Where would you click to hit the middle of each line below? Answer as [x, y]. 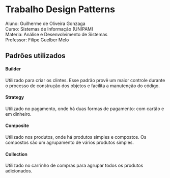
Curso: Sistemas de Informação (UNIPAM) [49, 29]
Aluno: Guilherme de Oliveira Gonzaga [45, 23]
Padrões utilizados [35, 56]
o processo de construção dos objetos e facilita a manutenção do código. [83, 86]
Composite [17, 125]
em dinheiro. [18, 114]
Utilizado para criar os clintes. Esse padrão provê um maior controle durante [85, 80]
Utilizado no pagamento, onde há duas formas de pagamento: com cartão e [85, 109]
